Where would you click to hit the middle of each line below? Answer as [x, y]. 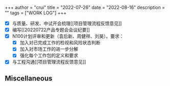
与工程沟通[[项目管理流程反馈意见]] [49, 62]
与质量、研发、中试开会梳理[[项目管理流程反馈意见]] [67, 23]
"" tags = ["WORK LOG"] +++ [36, 13]
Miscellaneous [29, 78]
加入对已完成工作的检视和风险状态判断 [60, 42]
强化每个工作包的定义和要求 [49, 55]
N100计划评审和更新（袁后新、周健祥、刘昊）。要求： [68, 36]
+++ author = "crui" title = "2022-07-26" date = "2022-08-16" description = [85, 7]
